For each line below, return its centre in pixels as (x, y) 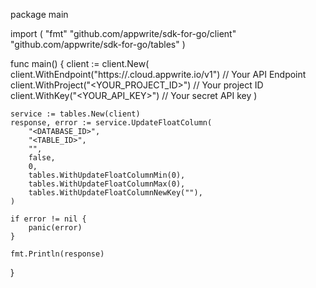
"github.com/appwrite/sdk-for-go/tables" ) (98, 44)
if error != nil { (48, 219)
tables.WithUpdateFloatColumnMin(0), (107, 175)
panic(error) (55, 228)
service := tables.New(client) (75, 114)
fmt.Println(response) (57, 254)
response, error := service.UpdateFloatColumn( (111, 123)
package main (39, 14)
